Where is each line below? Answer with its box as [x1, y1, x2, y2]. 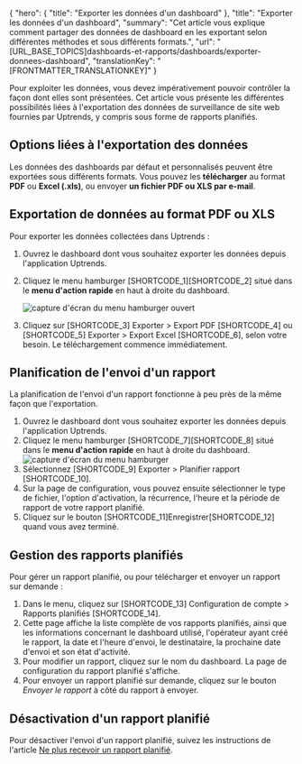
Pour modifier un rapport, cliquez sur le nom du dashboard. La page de [22, 656, 287, 667]
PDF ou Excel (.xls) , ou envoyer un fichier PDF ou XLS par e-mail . [9, 180, 256, 191]
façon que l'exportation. [9, 399, 98, 410]
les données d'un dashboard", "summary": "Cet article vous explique [9, 17, 266, 28]
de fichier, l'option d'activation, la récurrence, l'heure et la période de [22, 492, 280, 503]
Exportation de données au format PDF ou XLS [9, 207, 275, 222]
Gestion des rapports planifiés [9, 548, 184, 563]
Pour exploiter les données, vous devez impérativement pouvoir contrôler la [9, 83, 291, 93]
